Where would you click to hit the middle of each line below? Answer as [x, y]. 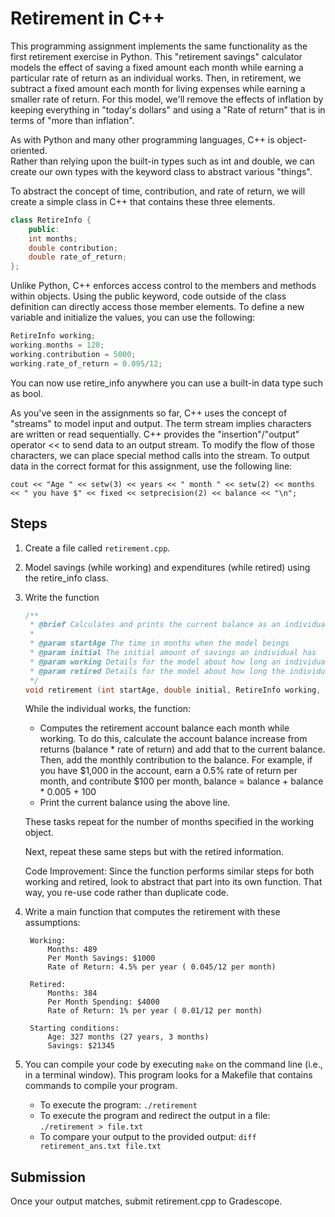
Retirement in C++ [87, 18]
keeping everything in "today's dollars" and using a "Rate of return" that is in [168, 109]
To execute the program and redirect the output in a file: [155, 1116]
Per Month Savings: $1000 [101, 958]
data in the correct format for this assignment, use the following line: [151, 466]
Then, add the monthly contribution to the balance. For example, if [176, 760]
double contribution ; [73, 248]
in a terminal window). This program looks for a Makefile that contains [168, 1075]
